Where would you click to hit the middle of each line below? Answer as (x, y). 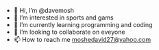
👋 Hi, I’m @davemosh (44, 10)
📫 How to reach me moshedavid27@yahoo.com (82, 40)
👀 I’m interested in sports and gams (64, 18)
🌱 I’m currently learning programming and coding (83, 25)
